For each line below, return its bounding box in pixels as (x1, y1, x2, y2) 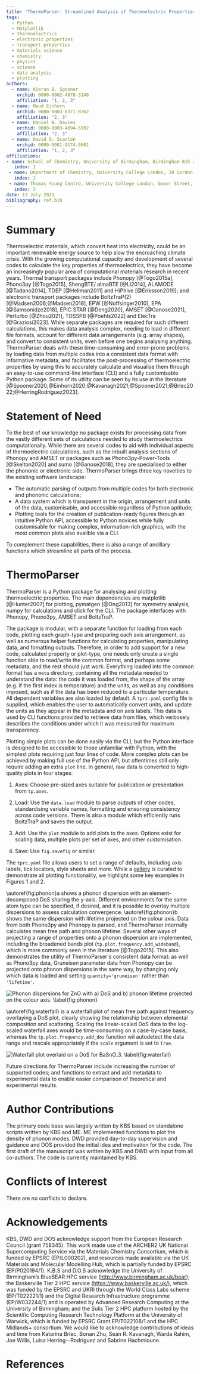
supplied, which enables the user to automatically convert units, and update (6, 701, 192, 708)
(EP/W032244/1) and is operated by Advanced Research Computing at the (6, 1299, 189, 1305)
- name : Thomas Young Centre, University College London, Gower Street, (8, 181, 193, 187)
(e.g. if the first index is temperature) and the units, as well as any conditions (6, 682, 194, 689)
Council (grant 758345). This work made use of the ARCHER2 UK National (6, 1242, 189, 1249)
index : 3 (14, 186, 36, 192)
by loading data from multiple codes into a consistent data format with (6, 350, 179, 358)
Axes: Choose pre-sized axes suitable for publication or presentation (14, 781, 184, 788)
